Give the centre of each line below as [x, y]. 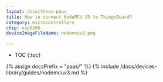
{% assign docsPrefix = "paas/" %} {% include [62, 66]
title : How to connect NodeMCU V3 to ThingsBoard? [69, 17]
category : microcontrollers [40, 22]
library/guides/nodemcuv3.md [43, 73]
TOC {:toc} [28, 55]
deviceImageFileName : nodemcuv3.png [51, 33]
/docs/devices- [138, 66]
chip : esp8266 [23, 28]
